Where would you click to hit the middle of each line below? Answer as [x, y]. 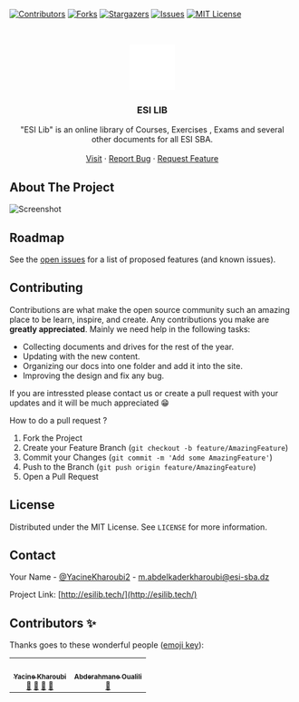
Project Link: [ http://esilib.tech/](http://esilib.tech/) [103, 595]
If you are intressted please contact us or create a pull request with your [144, 393]
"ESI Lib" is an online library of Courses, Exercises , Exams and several [152, 130]
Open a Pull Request [61, 476]
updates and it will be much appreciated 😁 [89, 403]
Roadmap [37, 237]
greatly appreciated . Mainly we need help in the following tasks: [130, 329]
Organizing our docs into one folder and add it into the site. [132, 366]
